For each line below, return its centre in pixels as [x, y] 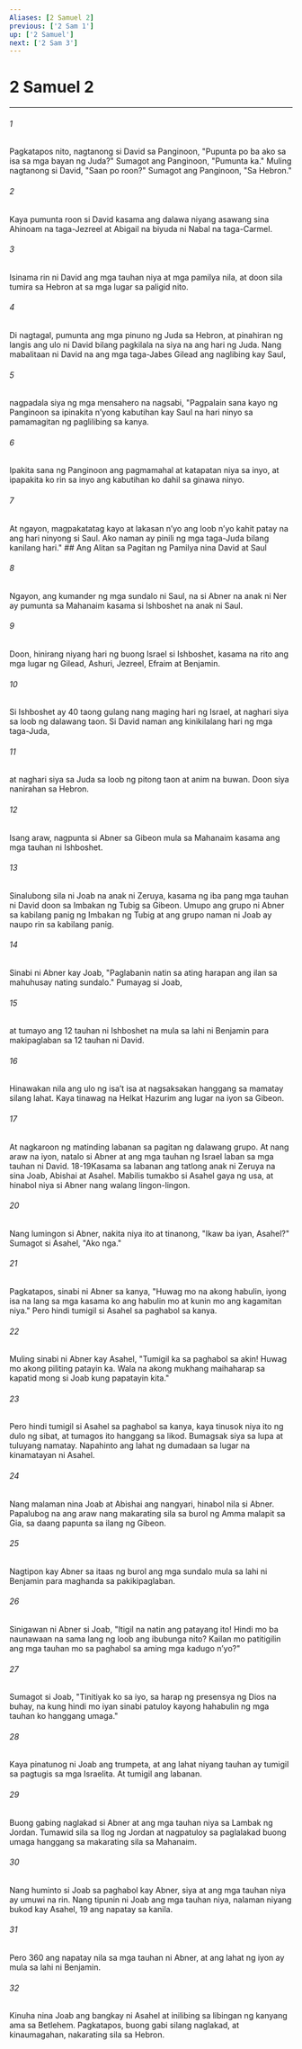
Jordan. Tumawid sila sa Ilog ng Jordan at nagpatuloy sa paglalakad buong [148, 1832]
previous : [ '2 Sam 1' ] [52, 26]
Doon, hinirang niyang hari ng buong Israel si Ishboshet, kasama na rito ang [149, 654]
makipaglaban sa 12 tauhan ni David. [77, 1041]
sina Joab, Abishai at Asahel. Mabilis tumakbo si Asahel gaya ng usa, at [142, 1176]
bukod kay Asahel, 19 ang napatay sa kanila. [91, 1909]
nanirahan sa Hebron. [49, 789]
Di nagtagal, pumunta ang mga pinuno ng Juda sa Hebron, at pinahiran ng [146, 335]
